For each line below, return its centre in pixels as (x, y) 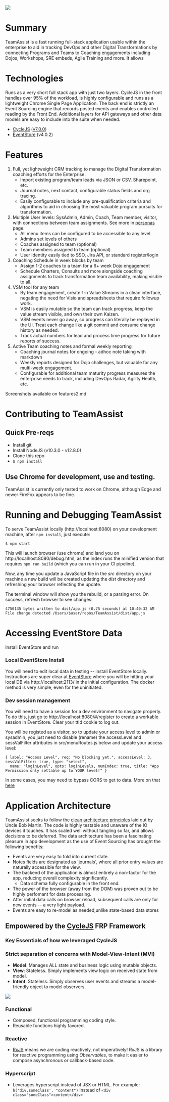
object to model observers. (58, 987)
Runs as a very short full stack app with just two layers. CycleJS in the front (84, 92)
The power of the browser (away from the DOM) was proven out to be (85, 889)
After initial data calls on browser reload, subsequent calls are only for (85, 900)
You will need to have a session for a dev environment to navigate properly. (83, 712)
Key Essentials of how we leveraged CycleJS (61, 941)
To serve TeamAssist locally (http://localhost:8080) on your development (81, 529)
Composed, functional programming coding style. (64, 1020)
